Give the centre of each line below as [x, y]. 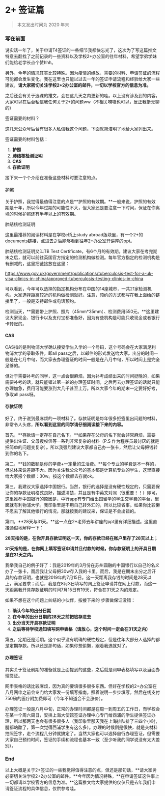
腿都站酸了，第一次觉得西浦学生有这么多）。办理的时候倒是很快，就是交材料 [82, 727]
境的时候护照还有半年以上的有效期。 [42, 214]
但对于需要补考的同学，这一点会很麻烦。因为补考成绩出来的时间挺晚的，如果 [82, 376]
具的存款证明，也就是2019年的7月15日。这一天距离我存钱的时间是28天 [76, 577]
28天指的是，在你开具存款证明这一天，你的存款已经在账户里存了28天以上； [82, 538]
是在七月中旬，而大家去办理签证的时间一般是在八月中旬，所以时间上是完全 [84, 359]
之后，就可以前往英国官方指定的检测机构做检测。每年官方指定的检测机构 [82, 257]
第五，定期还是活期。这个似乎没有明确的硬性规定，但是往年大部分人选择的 [80, 639]
